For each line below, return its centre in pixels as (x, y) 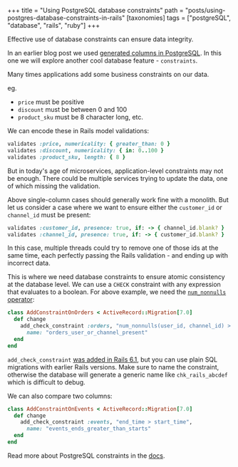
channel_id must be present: (49, 215)
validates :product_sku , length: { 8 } (67, 157)
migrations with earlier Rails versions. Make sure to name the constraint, (113, 367)
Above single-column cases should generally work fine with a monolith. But (118, 199)
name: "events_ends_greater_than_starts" (89, 429)
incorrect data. (29, 263)
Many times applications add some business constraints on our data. (108, 74)
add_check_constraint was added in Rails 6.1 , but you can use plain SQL (113, 360)
